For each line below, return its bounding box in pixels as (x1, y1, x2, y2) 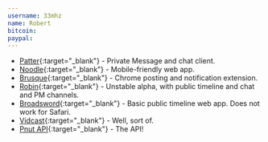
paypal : (7, 34, 34, 43)
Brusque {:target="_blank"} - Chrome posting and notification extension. (19, 73, 258, 83)
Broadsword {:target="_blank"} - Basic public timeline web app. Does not (19, 99, 261, 108)
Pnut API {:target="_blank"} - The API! (19, 124, 144, 134)
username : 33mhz (7, 11, 62, 20)
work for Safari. (19, 108, 72, 117)
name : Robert (7, 19, 52, 27)
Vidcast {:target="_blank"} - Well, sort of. (19, 116, 155, 125)
